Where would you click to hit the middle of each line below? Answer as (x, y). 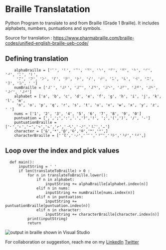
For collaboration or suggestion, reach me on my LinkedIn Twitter (72, 242)
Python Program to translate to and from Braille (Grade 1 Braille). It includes (82, 23)
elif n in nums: (53, 188)
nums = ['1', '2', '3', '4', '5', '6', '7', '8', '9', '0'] (78, 114)
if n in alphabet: (56, 179)
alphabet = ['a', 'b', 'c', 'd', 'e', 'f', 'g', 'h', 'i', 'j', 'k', (88, 96)
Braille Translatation (48, 9)
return (34, 223)
